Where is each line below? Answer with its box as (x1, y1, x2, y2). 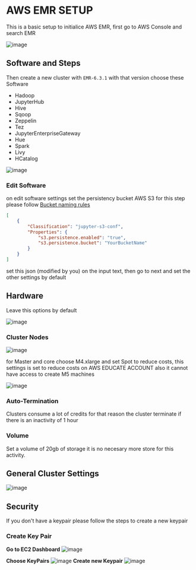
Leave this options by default (6, 306, 77, 313)
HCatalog (14, 155, 39, 162)
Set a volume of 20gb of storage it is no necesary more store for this (6, 445, 174, 452)
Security (6, 501, 39, 511)
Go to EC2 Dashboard (6, 546, 61, 553)
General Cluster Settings (6, 468, 99, 479)
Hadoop (14, 91, 34, 99)
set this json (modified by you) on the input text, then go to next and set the (6, 267, 191, 274)
